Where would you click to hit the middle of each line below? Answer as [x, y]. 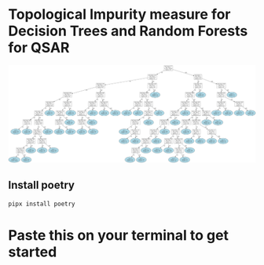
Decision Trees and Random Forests [128, 31]
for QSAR [39, 48]
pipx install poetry [42, 204]
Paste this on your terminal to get [119, 236]
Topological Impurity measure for [119, 15]
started [33, 252]
